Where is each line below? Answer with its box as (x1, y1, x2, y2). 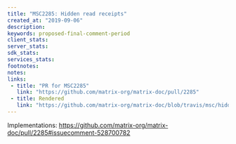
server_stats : (7, 43, 49, 50)
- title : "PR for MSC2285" (10, 82, 90, 89)
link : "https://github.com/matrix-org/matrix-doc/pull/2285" (16, 89, 199, 96)
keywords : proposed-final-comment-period (7, 30, 131, 37)
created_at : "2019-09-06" (7, 17, 83, 24)
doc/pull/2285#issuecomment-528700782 (7, 128, 131, 137)
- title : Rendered (10, 96, 65, 103)
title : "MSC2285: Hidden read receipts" (7, 10, 128, 18)
